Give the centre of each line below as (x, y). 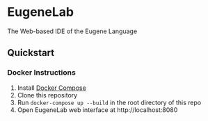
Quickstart (31, 53)
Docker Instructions (42, 73)
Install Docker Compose (52, 88)
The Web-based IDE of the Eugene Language (72, 31)
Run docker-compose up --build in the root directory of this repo (109, 102)
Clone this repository (47, 95)
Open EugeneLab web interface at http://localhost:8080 (97, 110)
